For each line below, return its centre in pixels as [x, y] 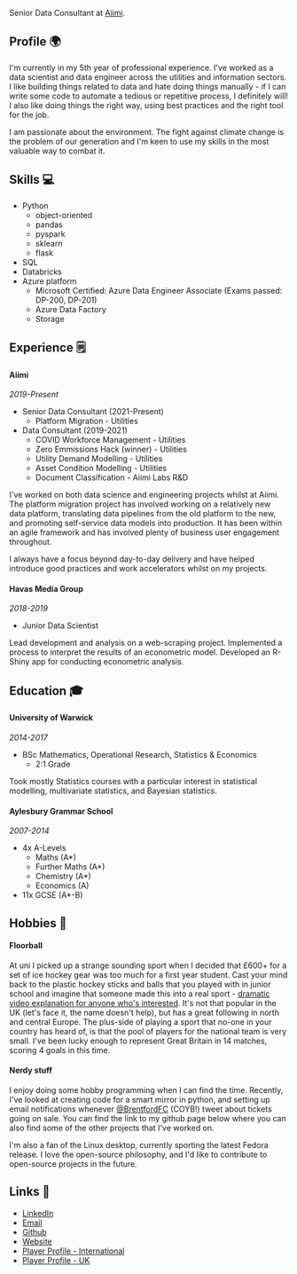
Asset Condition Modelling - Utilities [101, 468]
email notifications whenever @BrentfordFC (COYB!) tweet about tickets [141, 1109]
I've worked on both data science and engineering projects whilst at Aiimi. [144, 495]
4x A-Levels [44, 848]
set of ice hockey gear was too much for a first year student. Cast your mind [148, 974]
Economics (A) [62, 885]
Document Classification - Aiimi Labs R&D [112, 477]
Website [37, 1241]
